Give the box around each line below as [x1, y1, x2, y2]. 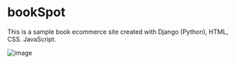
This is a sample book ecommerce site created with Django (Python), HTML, [7, 27, 229, 36]
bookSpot [7, 4, 65, 20]
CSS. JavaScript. [7, 34, 56, 43]
